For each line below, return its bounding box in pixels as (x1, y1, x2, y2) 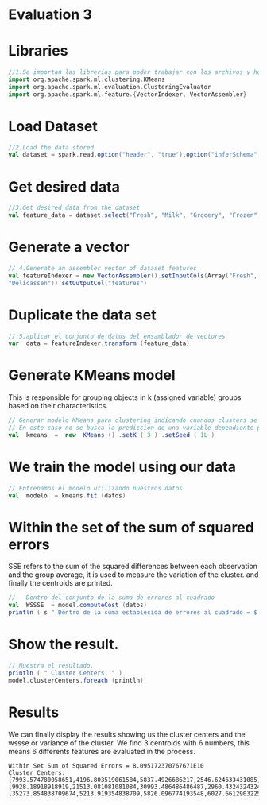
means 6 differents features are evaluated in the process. (8, 746, 196, 756)
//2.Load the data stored (8, 143, 94, 152)
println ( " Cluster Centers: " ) (8, 669, 123, 677)
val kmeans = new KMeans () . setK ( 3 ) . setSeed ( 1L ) (8, 431, 215, 439)
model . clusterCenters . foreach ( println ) (8, 676, 145, 684)
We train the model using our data (8, 459, 237, 476)
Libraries (8, 42, 68, 60)
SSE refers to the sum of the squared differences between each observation (8, 562, 258, 571)
